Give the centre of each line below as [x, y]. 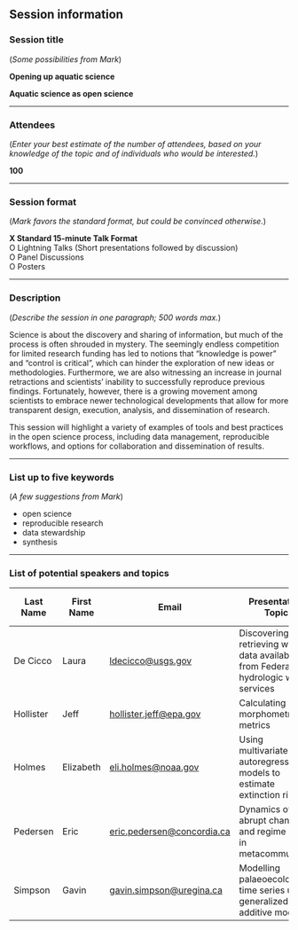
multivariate [263, 751]
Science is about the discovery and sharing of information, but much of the [146, 334]
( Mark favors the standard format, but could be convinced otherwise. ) [138, 222]
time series [262, 890]
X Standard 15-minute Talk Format [74, 238]
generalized [263, 902]
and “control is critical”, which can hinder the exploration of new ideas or [142, 363]
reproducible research [63, 523]
